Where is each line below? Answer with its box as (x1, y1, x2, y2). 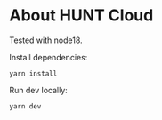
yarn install (9, 68, 58, 78)
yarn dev (9, 101, 42, 111)
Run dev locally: (9, 84, 69, 95)
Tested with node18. (9, 35, 83, 45)
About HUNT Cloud (9, 5, 154, 26)
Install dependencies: (9, 52, 88, 62)
